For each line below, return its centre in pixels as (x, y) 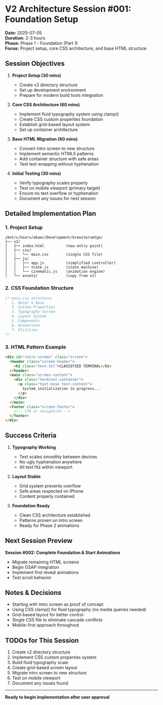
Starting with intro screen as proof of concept (57, 604)
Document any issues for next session (57, 198)
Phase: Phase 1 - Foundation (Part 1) (41, 43)
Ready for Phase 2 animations (49, 525)
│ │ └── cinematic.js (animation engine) (55, 272)
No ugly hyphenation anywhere (51, 462)
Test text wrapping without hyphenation (59, 164)
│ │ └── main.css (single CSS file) (54, 255)
